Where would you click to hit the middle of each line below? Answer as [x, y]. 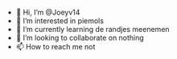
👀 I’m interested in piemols [60, 21]
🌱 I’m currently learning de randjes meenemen [93, 29]
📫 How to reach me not [56, 47]
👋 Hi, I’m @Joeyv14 [48, 12]
